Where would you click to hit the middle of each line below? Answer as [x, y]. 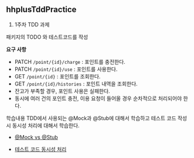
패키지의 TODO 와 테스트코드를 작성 [47, 37]
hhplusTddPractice [41, 10]
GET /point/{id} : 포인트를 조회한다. [57, 76]
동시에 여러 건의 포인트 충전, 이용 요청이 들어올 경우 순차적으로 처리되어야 [98, 98]
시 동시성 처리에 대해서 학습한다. [43, 125]
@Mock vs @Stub [36, 137]
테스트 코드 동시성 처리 [40, 149]
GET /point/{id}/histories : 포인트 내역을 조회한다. [76, 84]
